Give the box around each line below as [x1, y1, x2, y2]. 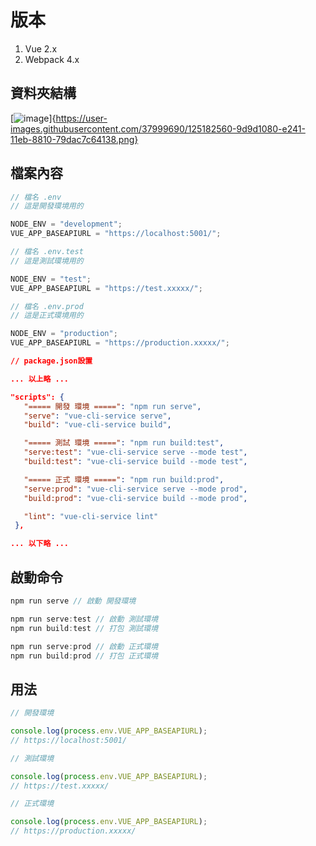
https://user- [55, 112, 108, 124]
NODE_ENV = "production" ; [10, 329, 118, 339]
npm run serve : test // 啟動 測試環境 [10, 614, 159, 624]
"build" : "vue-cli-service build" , [23, 420, 172, 430]
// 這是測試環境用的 [10, 256, 84, 266]
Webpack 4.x [24, 53, 80, 65]
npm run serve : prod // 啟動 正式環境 [10, 641, 159, 651]
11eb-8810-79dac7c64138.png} [10, 133, 139, 145]
